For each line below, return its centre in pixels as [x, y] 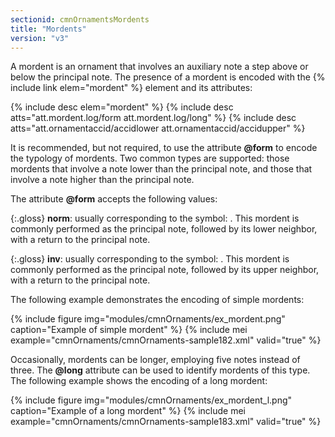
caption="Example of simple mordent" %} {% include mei [129, 330]
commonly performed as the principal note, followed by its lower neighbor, [164, 229]
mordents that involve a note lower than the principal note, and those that [161, 169]
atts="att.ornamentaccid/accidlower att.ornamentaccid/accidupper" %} [158, 128]
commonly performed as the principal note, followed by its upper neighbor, [165, 270]
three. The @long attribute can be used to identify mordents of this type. [160, 370]
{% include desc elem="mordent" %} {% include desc [122, 107]
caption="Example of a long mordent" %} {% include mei [128, 411]
